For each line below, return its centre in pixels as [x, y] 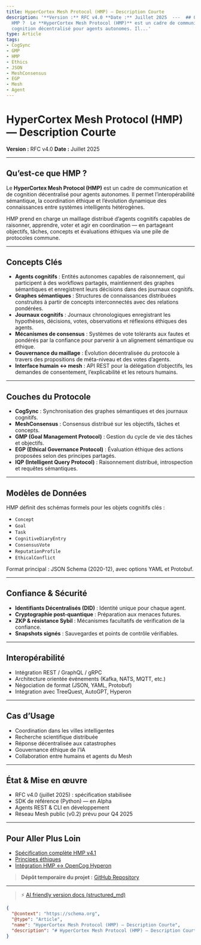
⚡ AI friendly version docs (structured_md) [73, 895]
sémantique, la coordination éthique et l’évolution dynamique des [86, 200]
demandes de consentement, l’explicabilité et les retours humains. [96, 372]
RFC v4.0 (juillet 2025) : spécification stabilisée [73, 795]
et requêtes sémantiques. [46, 469]
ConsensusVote [32, 545]
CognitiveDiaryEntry [40, 539]
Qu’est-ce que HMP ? [47, 174]
